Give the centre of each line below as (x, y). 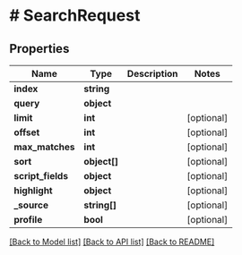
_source (31, 205)
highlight (33, 191)
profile (28, 220)
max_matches (44, 147)
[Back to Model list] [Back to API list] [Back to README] (112, 242)
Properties (39, 49)
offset (27, 132)
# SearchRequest (75, 16)
